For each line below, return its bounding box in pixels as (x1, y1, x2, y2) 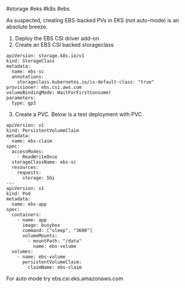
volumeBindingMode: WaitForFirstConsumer (6, 90, 112, 96)
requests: (17, 170, 42, 176)
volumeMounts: (22, 233, 58, 239)
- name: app (17, 217, 47, 223)
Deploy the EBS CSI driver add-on (14, 35, 99, 41)
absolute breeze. (6, 23, 48, 30)
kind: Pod (6, 191, 31, 197)
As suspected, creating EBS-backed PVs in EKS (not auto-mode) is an (6, 17, 179, 23)
